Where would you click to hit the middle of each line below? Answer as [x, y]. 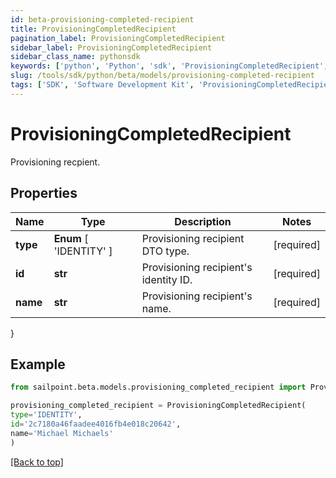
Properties [44, 193]
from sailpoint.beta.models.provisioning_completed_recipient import [158, 387]
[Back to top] [37, 462]
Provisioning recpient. [55, 162]
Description [203, 221]
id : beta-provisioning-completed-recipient [102, 19]
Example [38, 364]
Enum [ [71, 238]
